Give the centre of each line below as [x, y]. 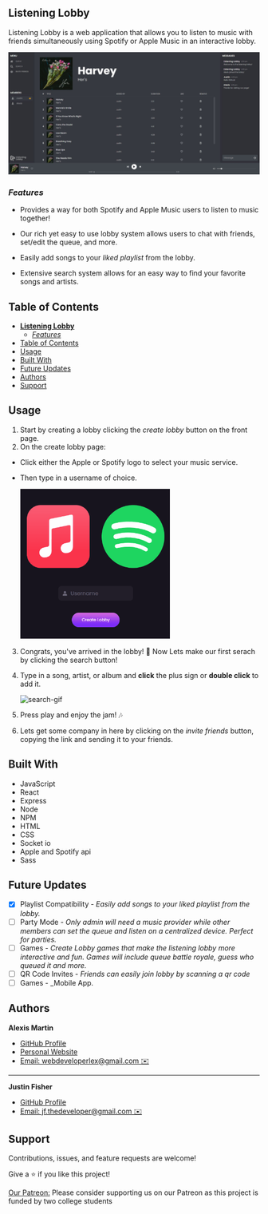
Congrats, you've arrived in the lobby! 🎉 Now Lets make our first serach [138, 651]
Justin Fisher [31, 1086]
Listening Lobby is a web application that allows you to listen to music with [131, 32]
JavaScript [37, 784]
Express [33, 800]
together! [35, 218]
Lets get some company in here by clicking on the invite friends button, [136, 731]
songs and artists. [49, 282]
